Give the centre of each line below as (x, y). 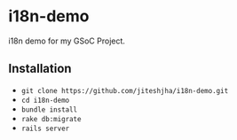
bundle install (49, 109)
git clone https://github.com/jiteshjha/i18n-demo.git (125, 90)
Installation (40, 69)
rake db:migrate (51, 119)
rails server (45, 128)
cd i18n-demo (45, 100)
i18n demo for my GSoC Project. (67, 41)
